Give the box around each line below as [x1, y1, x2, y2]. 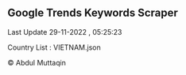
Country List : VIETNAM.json [7, 43, 101, 52]
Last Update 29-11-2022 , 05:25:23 [7, 27, 122, 36]
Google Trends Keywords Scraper [7, 6, 178, 20]
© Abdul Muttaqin [7, 58, 67, 67]
